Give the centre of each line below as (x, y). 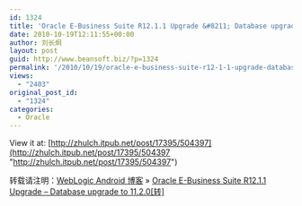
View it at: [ (30, 143)
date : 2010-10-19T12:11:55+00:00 (72, 34)
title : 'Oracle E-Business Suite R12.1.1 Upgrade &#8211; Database (138, 26)
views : (22, 76)
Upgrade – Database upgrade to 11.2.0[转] (87, 192)
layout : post (34, 51)
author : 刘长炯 (36, 43)
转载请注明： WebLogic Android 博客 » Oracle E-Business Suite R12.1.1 (138, 181)
